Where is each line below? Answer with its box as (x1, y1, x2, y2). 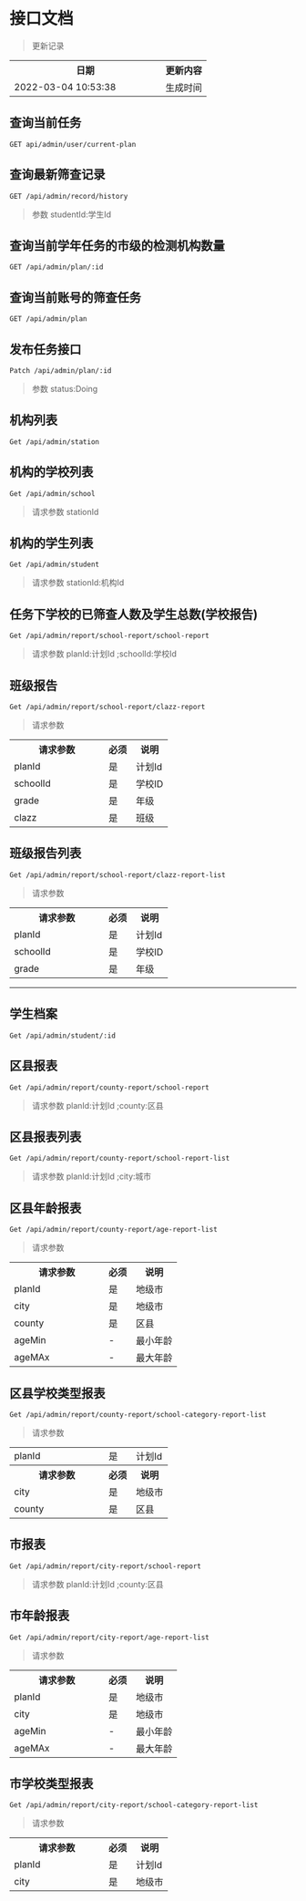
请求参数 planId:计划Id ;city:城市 (31, 1171, 152, 1182)
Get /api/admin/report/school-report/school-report (9, 631, 209, 641)
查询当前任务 (9, 115, 82, 130)
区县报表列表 (9, 1129, 82, 1144)
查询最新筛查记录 (9, 167, 106, 182)
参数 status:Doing (31, 384, 98, 394)
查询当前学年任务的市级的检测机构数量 (9, 238, 225, 253)
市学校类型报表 (9, 1775, 94, 1792)
